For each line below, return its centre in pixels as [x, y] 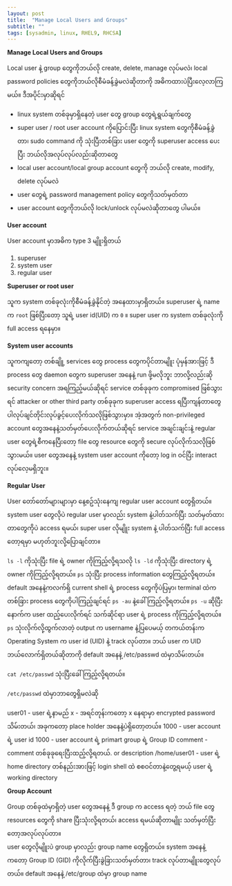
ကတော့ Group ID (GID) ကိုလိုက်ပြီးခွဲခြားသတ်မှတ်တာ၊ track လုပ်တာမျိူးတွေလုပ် [114, 860]
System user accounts [40, 346]
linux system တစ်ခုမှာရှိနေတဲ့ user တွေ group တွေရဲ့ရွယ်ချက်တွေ [104, 114]
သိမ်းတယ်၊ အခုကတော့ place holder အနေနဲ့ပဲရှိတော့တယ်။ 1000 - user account [114, 726]
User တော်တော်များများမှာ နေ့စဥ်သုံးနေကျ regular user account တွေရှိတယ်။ [109, 501]
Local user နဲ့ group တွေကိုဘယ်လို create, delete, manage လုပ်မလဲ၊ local [107, 68]
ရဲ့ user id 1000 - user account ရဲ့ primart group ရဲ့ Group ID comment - [108, 739]
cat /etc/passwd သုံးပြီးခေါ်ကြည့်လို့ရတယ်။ [66, 674]
